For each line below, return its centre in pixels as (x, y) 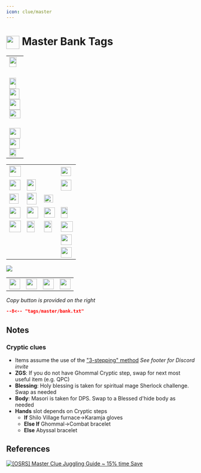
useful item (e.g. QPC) (42, 379)
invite (22, 366)
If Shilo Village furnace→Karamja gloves (73, 417)
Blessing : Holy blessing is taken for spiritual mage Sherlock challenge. (102, 385)
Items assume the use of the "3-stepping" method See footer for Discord (105, 360)
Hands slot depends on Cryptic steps (61, 411)
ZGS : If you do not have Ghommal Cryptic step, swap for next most (98, 373)
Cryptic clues (26, 347)
